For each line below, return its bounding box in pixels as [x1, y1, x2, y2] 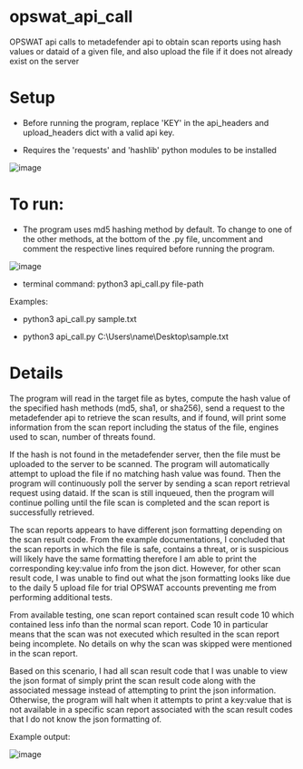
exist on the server [9, 55, 80, 66]
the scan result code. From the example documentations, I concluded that [9, 533, 286, 545]
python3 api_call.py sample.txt [22, 313, 138, 324]
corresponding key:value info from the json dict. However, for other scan [9, 562, 281, 573]
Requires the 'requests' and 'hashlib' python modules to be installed [22, 144, 277, 155]
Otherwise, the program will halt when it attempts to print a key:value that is [9, 694, 292, 705]
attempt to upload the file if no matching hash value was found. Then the [9, 468, 281, 479]
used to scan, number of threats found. [9, 431, 156, 442]
